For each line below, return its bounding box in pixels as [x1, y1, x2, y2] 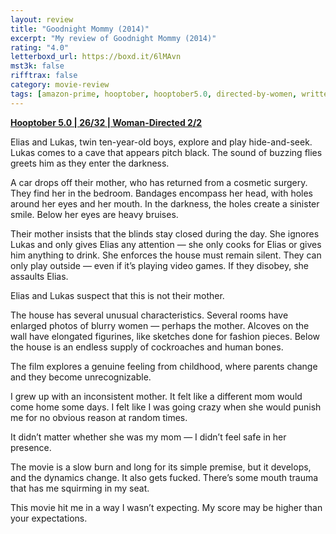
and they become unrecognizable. [10, 371, 152, 383]
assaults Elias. [10, 270, 69, 282]
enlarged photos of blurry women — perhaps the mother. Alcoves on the [10, 319, 310, 331]
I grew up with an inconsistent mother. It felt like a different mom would [10, 390, 303, 402]
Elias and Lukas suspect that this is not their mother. [10, 289, 225, 301]
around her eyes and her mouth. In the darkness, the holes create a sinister [10, 197, 320, 210]
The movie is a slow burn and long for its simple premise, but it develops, [10, 461, 312, 473]
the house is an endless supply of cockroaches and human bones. [10, 341, 284, 353]
